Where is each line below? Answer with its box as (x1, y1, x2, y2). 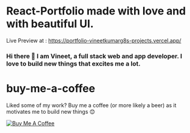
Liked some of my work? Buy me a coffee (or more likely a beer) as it (6, 101, 177, 109)
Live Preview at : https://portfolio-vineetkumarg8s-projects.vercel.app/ (6, 37, 182, 44)
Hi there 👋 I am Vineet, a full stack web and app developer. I (6, 52, 182, 60)
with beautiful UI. (6, 17, 94, 31)
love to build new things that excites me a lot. (6, 59, 141, 67)
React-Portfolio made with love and (6, 4, 186, 18)
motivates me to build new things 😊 (6, 108, 96, 115)
